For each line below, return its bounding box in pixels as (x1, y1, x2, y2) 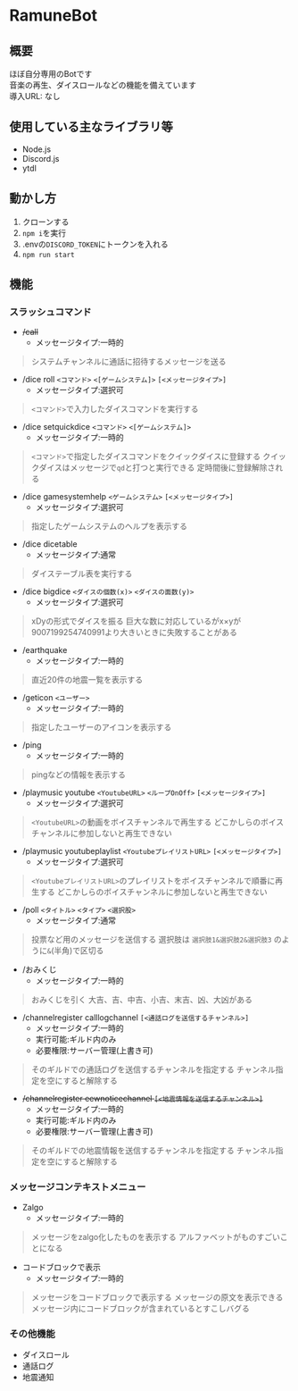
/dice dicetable (21, 539, 78, 549)
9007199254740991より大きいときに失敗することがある (30, 627, 238, 638)
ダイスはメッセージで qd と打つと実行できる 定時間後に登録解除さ (38, 462, 276, 473)
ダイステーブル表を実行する (30, 568, 133, 579)
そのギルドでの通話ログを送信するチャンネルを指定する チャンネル (30, 1064, 276, 1075)
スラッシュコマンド (9, 306, 92, 318)
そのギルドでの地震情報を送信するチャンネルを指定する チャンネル (30, 1145, 276, 1156)
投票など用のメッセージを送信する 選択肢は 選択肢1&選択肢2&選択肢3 (30, 934, 272, 945)
